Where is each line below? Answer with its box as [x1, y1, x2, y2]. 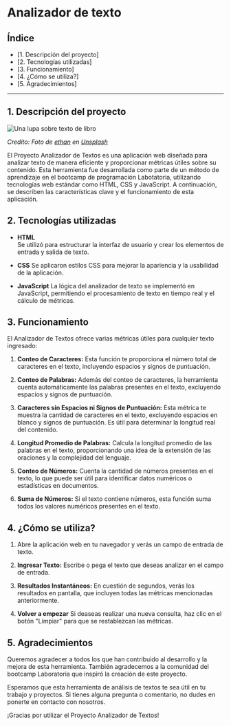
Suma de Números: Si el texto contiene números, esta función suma [16, 495, 212, 503]
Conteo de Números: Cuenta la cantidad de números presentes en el [16, 467, 214, 476]
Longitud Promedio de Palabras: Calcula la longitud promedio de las [16, 439, 212, 447]
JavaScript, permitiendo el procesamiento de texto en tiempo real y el [16, 289, 215, 297]
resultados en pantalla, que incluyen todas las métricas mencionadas [16, 589, 213, 597]
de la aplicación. [16, 268, 64, 277]
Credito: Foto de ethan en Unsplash [7, 138, 108, 146]
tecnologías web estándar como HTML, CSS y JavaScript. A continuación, [7, 180, 217, 189]
